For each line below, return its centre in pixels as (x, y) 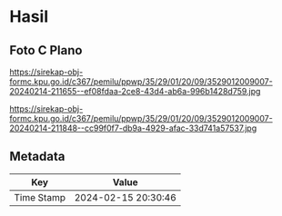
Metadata (37, 157)
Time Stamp (40, 197)
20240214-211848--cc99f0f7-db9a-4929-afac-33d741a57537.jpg (133, 128)
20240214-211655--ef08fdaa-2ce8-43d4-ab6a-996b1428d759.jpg (135, 91)
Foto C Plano (46, 50)
